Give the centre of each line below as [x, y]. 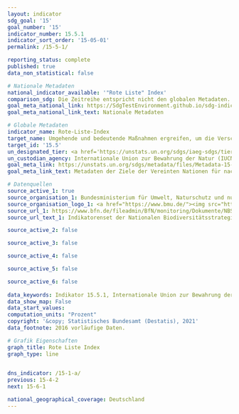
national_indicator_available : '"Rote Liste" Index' [87, 92]
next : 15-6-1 [27, 387]
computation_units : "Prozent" [52, 315]
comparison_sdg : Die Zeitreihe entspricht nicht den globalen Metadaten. [119, 99]
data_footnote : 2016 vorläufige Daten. [67, 328]
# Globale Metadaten [38, 125]
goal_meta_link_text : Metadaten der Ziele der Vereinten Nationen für [114, 171]
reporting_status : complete [49, 60]
